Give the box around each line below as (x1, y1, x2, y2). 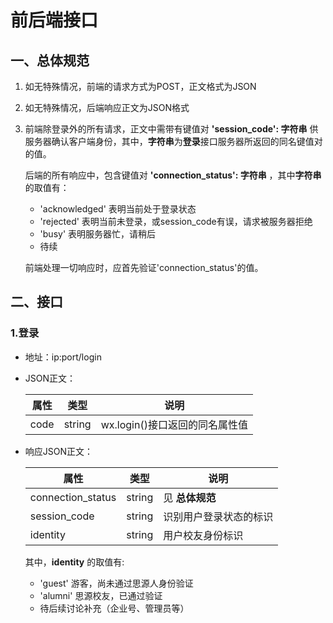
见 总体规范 (163, 491, 217, 505)
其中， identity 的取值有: (24, 556, 125, 568)
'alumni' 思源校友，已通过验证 (39, 589, 163, 601)
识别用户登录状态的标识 (163, 509, 274, 523)
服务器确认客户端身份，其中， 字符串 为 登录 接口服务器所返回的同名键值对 (24, 136, 323, 147)
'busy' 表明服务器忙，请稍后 (39, 228, 157, 240)
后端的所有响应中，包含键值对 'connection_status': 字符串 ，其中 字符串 (24, 169, 322, 181)
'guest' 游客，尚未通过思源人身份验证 (39, 577, 194, 589)
